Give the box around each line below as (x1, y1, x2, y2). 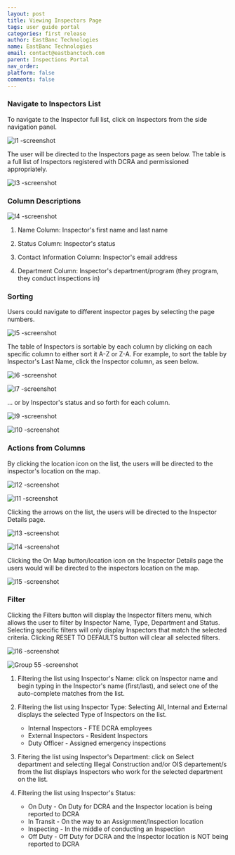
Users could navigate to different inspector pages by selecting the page (7, 308, 215, 316)
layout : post (7, 10, 46, 18)
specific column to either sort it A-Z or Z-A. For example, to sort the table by (7, 350, 227, 358)
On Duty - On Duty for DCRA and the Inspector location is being (27, 802, 213, 811)
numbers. (7, 315, 35, 324)
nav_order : (7, 63, 39, 70)
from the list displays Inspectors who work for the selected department (17, 767, 223, 775)
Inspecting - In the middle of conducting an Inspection (27, 825, 185, 833)
